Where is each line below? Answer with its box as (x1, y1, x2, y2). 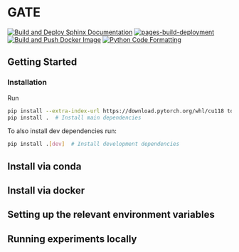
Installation (7, 78, 48, 88)
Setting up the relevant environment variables (7, 209, 215, 221)
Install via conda (7, 160, 82, 172)
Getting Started (7, 56, 78, 68)
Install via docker (7, 184, 85, 196)
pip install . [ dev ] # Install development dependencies (7, 140, 180, 148)
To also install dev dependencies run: (7, 127, 117, 135)
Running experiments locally (7, 233, 137, 245)
